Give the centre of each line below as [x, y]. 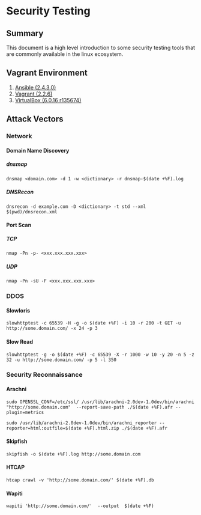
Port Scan [19, 225]
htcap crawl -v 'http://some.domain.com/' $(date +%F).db [80, 480]
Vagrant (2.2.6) [34, 94]
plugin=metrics [25, 412]
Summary [25, 33]
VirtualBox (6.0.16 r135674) [48, 100]
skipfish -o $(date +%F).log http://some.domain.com [73, 454]
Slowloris [18, 310]
